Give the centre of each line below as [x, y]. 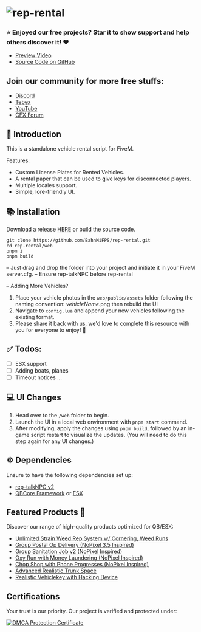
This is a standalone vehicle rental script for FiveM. [70, 149]
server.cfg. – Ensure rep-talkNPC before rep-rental [70, 274]
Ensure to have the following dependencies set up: [70, 475]
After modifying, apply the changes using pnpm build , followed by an [101, 428]
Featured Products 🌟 [46, 512]
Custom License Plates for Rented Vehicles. [70, 173]
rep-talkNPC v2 [35, 487]
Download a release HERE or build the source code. [71, 229]
